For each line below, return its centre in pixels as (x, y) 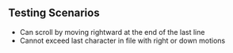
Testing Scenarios (54, 13)
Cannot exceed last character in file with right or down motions (122, 40)
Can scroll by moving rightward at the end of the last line (112, 32)
